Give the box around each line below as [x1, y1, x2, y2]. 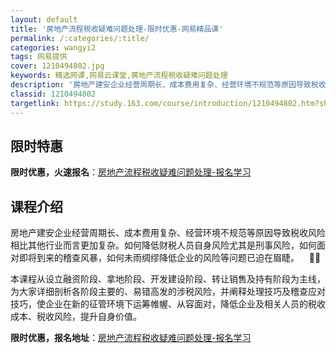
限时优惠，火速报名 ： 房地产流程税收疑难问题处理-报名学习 [10, 166, 252, 178]
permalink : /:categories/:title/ [10, 33, 150, 43]
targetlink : [10, 98, 60, 108]
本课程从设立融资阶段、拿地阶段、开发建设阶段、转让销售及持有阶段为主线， [10, 273, 326, 285]
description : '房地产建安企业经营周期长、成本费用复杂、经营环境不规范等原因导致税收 [10, 80, 327, 90]
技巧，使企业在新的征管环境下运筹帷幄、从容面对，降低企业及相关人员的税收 [10, 298, 326, 310]
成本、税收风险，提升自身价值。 [10, 311, 142, 323]
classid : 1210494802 [10, 89, 97, 99]
